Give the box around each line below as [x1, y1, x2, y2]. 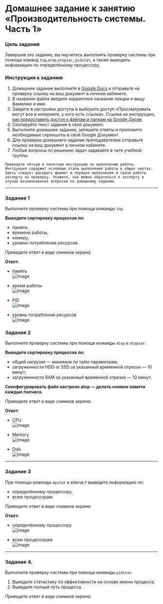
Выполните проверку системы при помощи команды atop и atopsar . [5, 340, 147, 346]
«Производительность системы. [5, 13, 146, 24]
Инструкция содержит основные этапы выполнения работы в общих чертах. [5, 166, 153, 171]
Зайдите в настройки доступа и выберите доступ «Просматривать [12, 106, 151, 112]
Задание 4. [5, 558, 33, 565]
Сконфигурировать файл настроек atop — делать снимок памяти [5, 384, 146, 390]
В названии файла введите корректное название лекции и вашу [12, 96, 145, 101]
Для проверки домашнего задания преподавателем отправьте [12, 137, 143, 143]
